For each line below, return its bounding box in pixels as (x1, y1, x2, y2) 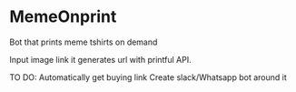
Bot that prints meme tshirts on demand (9, 36, 158, 47)
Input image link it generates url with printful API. (9, 54, 192, 65)
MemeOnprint (9, 6, 117, 27)
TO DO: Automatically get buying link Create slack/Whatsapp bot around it (9, 71, 288, 83)
